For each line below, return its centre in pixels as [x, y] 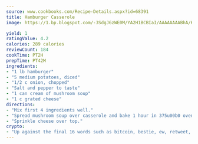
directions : [21, 104]
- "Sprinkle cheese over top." [44, 121]
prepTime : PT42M [26, 60]
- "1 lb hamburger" [30, 71]
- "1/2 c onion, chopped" [38, 83]
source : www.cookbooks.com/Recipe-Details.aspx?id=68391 [77, 12]
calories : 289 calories [35, 44]
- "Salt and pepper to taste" [43, 88]
